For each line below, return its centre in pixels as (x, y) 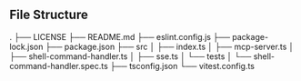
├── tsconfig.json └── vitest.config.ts (182, 66)
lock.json (26, 46)
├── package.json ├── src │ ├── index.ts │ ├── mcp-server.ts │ (170, 46)
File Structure (49, 15)
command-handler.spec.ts (59, 66)
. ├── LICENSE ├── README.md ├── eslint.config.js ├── (120, 36)
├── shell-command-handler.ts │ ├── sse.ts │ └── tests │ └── (130, 56)
